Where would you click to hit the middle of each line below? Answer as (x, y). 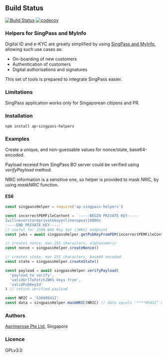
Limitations (19, 92)
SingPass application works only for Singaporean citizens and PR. (73, 103)
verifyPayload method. (29, 170)
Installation (19, 116)
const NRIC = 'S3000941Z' (32, 298)
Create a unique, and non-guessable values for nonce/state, (67, 150)
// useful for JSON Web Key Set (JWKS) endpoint (56, 230)
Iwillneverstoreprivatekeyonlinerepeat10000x (53, 220)
